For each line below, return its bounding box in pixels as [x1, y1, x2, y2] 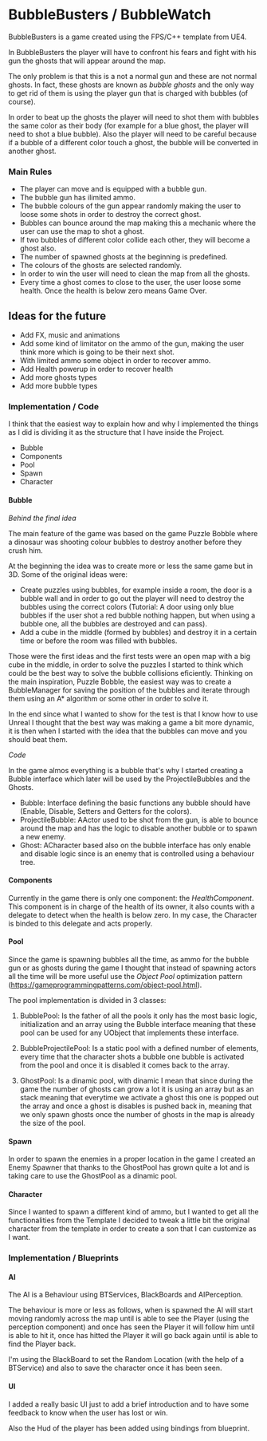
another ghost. [8, 146, 57, 156]
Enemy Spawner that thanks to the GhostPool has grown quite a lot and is [8, 1163, 249, 1172]
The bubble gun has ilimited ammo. [19, 193, 135, 203]
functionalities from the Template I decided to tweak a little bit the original [8, 1215, 249, 1226]
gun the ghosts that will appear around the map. [8, 56, 166, 65]
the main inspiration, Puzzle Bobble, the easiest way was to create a [8, 677, 232, 686]
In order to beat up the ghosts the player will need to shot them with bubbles [8, 112, 259, 121]
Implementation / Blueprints [8, 1253, 120, 1264]
